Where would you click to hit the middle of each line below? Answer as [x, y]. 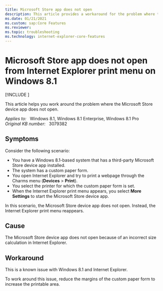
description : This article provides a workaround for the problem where [80, 14]
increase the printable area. [33, 284]
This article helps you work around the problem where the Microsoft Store [79, 104]
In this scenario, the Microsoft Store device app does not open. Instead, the [81, 205]
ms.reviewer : [18, 28]
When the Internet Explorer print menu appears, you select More [77, 191]
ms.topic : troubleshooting [32, 32]
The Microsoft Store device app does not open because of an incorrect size [81, 238]
